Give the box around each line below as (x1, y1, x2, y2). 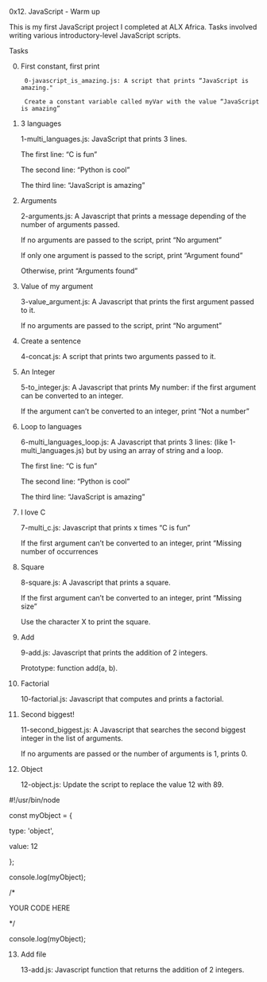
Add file (20, 949, 47, 959)
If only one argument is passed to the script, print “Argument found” (20, 251, 243, 260)
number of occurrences (20, 547, 99, 556)
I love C (20, 507, 46, 517)
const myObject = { (9, 811, 73, 820)
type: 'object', (9, 826, 54, 835)
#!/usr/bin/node (9, 796, 60, 804)
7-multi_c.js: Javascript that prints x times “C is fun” (20, 523, 191, 532)
